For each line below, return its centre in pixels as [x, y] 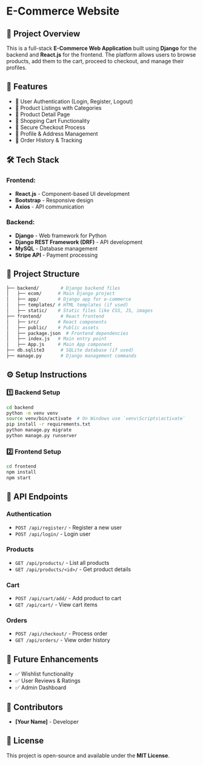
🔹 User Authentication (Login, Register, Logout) [74, 101]
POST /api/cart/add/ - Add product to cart [68, 598]
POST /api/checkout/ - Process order [61, 634]
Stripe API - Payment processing [56, 255]
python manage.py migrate [39, 430]
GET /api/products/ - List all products [62, 562]
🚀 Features [27, 87]
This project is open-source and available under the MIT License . [88, 755]
